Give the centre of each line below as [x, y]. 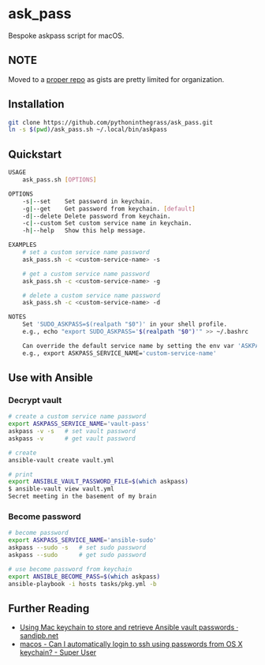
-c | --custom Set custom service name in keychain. [107, 223]
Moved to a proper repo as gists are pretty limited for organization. [116, 79]
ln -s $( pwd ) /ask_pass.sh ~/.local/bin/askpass [88, 130]
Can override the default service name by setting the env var [129, 346]
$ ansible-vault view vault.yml [61, 489]
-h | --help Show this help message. [84, 231]
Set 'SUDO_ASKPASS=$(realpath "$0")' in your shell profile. [125, 324]
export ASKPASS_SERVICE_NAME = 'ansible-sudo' [82, 540]
